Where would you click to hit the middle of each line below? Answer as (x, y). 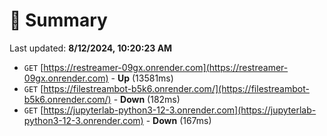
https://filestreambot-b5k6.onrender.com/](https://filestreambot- (176, 88)
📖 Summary (58, 20)
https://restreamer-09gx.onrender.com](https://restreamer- (166, 67)
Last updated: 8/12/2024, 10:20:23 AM (91, 48)
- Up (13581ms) (142, 78)
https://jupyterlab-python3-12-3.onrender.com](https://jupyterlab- (180, 110)
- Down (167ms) (178, 120)
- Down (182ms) (147, 99)
